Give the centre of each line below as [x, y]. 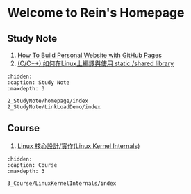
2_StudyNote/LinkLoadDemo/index [54, 107]
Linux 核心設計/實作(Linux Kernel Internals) [78, 146]
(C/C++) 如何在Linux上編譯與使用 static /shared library [95, 63]
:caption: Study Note [39, 83]
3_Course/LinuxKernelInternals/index [62, 183]
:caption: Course [32, 165]
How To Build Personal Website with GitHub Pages [89, 55]
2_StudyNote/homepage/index [48, 101]
